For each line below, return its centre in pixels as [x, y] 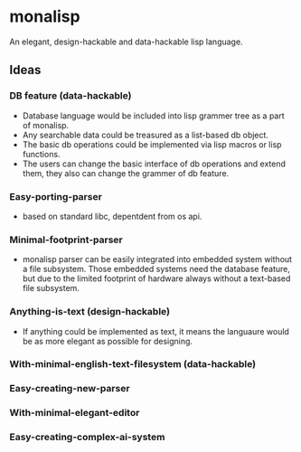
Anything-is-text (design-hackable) [89, 312]
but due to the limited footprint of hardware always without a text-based [156, 278]
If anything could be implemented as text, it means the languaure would [155, 331]
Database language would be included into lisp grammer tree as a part [153, 116]
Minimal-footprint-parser [66, 240]
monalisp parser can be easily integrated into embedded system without [157, 259]
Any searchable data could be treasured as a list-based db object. [146, 135]
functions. [41, 154]
